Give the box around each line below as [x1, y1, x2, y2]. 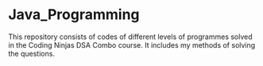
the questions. [8, 49, 56, 58]
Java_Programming [8, 6, 141, 24]
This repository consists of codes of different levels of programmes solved [8, 32, 253, 41]
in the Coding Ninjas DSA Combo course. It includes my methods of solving [8, 40, 256, 49]
